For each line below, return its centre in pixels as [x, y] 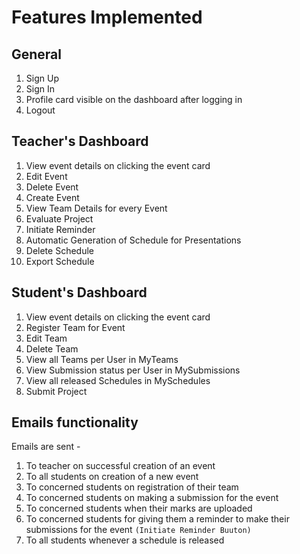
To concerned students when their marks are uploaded [139, 508]
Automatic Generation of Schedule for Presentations [133, 240]
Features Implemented [107, 17]
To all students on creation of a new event [112, 477]
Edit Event [46, 176]
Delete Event [52, 187]
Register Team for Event [75, 327]
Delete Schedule [59, 250]
